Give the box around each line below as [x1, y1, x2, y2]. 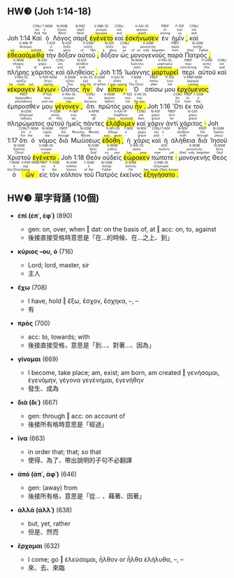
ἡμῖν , [171, 34, 189, 42]
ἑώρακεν [123, 153, 150, 162]
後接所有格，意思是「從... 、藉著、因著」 [27, 491, 145, 500]
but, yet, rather [27, 519, 71, 528]
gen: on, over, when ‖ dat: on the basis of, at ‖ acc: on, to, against [27, 225, 217, 233]
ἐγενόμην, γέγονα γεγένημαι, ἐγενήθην [27, 376, 145, 384]
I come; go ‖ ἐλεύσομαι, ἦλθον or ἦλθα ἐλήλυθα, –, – [27, 555, 184, 563]
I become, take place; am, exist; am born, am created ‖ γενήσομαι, [27, 368, 220, 376]
